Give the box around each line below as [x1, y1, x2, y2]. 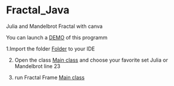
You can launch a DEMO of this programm [6, 34, 108, 41]
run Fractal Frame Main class [14, 74, 85, 81]
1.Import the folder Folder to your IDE [6, 45, 95, 52]
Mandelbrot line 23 [14, 62, 60, 70]
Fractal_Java [6, 3, 70, 17]
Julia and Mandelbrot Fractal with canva [6, 23, 103, 30]
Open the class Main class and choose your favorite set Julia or [14, 56, 168, 63]
